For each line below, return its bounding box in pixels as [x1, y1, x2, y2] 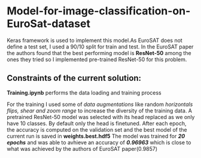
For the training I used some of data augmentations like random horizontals [7, 101, 193, 108]
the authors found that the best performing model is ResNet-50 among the [7, 49, 191, 56]
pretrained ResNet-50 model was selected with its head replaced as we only [7, 113, 195, 120]
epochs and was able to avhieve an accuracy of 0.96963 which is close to [7, 139, 191, 146]
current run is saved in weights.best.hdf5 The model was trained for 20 [7, 132, 185, 139]
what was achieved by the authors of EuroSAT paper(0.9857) [7, 145, 158, 152]
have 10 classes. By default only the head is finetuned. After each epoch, [7, 120, 187, 127]
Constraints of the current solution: [7, 73, 142, 83]
